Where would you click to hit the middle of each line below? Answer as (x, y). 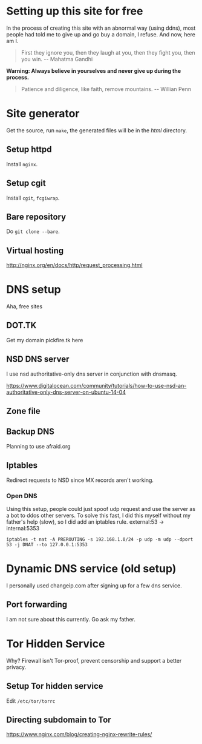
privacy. (16, 667)
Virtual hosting (35, 250)
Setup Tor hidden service (55, 686)
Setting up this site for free (75, 11)
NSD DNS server (38, 359)
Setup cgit (26, 183)
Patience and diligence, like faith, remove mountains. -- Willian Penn (106, 89)
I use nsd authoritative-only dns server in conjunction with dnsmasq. (92, 374)
